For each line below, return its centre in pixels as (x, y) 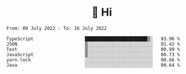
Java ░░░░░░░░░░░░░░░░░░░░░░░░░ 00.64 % (93, 65)
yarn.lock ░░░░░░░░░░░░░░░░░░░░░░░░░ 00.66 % (93, 60)
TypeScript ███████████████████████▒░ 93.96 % (93, 39)
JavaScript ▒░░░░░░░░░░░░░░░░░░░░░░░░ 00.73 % (93, 54)
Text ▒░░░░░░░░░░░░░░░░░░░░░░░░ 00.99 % (93, 49)
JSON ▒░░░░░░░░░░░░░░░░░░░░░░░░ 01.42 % (93, 44)
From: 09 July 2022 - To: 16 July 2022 (57, 28)
